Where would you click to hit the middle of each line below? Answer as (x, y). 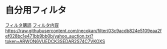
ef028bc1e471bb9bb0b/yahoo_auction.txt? (49, 36)
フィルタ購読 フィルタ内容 (32, 25)
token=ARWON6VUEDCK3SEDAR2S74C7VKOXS (55, 41)
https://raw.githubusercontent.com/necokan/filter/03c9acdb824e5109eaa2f (83, 30)
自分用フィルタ (36, 10)
